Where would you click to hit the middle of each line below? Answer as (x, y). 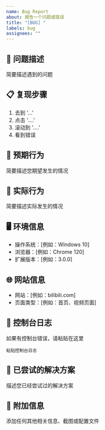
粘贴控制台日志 (22, 350)
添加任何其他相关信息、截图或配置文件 (52, 421)
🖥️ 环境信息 (25, 227)
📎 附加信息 (25, 406)
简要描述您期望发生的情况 (37, 170)
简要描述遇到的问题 (29, 74)
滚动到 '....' (27, 127)
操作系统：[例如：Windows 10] (52, 245)
